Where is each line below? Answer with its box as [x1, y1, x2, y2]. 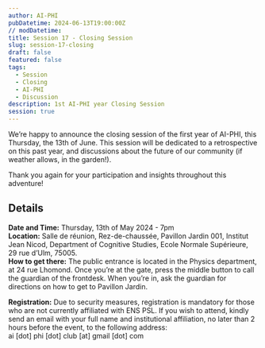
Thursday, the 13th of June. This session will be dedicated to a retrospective [8, 138, 258, 147]
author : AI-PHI [8, 11, 59, 20]
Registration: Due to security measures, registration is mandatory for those [8, 297, 255, 307]
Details [8, 202, 44, 215]
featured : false [8, 56, 62, 64]
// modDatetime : [8, 26, 62, 34]
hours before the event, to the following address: [8, 323, 168, 332]
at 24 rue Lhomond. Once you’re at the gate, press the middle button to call [8, 265, 255, 274]
